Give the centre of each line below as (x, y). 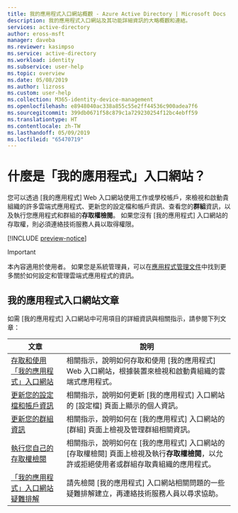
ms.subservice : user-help (45, 67)
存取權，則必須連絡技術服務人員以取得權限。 (73, 224)
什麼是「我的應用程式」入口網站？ (107, 176)
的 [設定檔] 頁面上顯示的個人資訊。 (124, 406)
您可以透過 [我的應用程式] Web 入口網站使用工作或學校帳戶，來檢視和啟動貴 (118, 198)
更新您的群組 (33, 419)
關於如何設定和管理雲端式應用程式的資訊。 (75, 276)
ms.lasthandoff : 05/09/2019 (49, 133)
